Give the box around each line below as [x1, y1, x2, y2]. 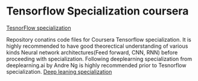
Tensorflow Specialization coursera [6, 4, 189, 18]
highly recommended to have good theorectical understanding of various [6, 42, 188, 50]
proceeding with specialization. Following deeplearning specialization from [6, 55, 192, 62]
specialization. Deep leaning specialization [6, 68, 112, 75]
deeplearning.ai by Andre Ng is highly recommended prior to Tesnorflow [6, 62, 187, 69]
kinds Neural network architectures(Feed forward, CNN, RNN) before [6, 48, 178, 56]
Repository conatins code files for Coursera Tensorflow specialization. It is [6, 36, 191, 43]
